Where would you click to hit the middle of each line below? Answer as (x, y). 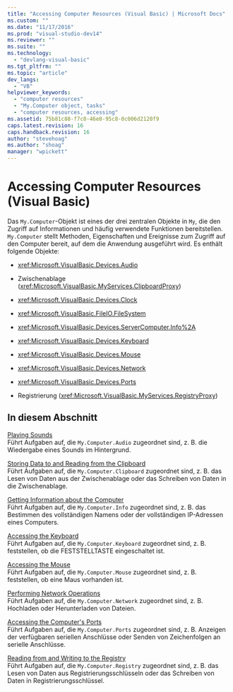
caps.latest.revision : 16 (45, 125)
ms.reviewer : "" (31, 40)
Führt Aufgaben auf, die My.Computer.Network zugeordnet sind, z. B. (105, 600)
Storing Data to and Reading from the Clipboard (77, 463)
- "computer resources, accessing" (66, 112)
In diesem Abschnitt (52, 418)
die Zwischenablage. (38, 486)
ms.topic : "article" (38, 73)
